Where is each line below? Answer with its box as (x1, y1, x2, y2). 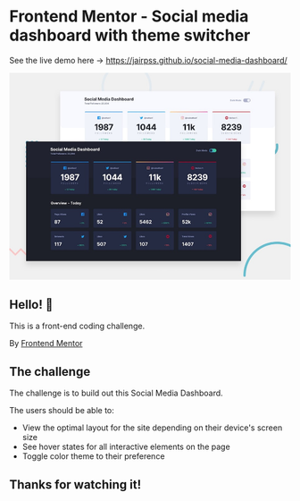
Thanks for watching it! (9, 477, 141, 492)
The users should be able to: (9, 405, 114, 416)
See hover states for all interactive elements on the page (21, 441, 230, 453)
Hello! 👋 (9, 297, 54, 312)
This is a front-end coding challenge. (9, 320, 146, 332)
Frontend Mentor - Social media (9, 6, 249, 27)
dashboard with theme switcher (9, 25, 251, 46)
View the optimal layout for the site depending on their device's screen (21, 422, 283, 433)
